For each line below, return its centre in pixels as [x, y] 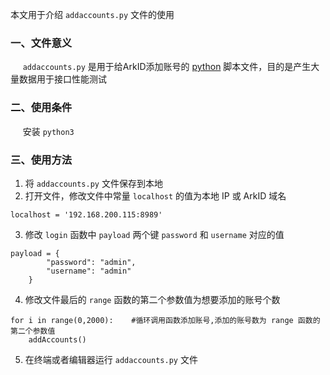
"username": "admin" [89, 271]
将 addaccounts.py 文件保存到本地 [93, 183]
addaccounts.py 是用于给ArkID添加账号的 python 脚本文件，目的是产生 [167, 67]
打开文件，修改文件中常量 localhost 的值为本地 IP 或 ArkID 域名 [155, 195]
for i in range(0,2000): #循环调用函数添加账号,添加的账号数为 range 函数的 [165, 320]
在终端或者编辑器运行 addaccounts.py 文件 [111, 359]
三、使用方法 [41, 160]
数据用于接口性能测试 [62, 79]
